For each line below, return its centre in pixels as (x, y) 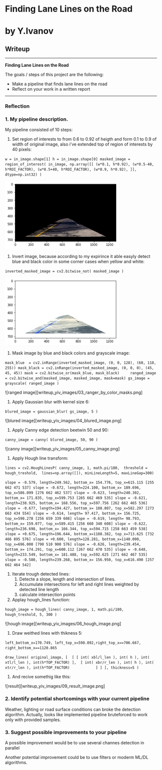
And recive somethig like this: (41, 677)
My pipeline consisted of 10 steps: (39, 130)
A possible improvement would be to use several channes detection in (75, 743)
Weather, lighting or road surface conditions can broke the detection (73, 709)
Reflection (17, 106)
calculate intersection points (47, 594)
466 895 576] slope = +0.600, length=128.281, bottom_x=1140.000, (73, 539)
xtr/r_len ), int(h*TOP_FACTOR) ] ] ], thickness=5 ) (72, 668)
